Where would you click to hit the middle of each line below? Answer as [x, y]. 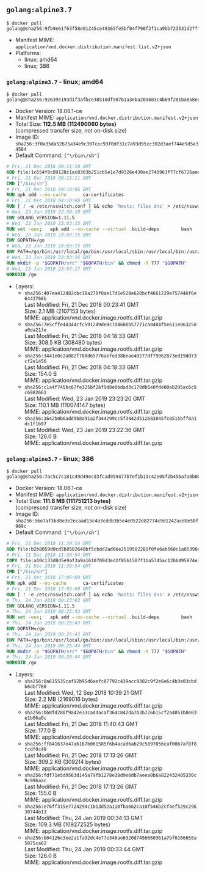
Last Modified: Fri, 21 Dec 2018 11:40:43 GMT [81, 724]
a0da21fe [35, 330]
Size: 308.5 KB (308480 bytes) [63, 342]
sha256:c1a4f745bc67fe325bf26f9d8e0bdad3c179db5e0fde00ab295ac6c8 [110, 387]
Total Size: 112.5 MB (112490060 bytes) [66, 124]
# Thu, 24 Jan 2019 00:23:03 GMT [49, 600]
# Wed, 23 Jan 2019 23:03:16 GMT [49, 258]
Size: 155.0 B [40, 793]
